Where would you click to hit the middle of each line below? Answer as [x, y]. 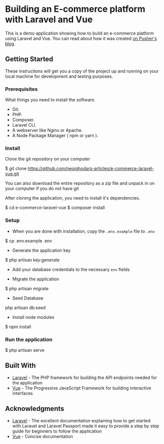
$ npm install [18, 327]
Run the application [29, 340]
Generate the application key [41, 250]
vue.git [12, 174]
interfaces [22, 393]
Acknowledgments [35, 409]
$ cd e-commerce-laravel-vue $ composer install [55, 207]
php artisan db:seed [25, 307]
